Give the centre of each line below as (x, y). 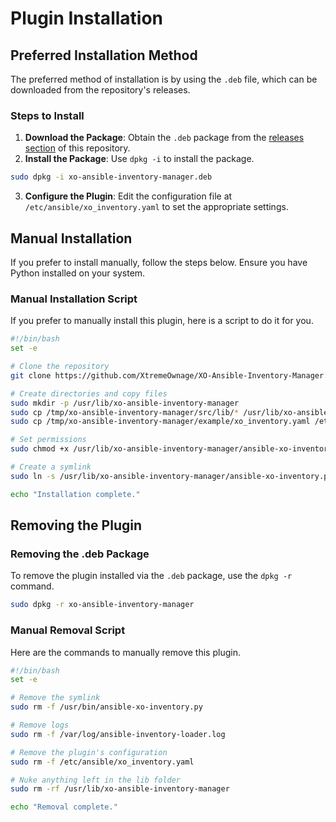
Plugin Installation (87, 18)
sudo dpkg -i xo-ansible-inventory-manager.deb (111, 177)
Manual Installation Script (74, 299)
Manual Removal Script (68, 630)
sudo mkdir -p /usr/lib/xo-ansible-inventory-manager (125, 403)
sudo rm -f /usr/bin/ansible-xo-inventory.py (106, 707)
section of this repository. (77, 148)
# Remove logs (40, 725)
